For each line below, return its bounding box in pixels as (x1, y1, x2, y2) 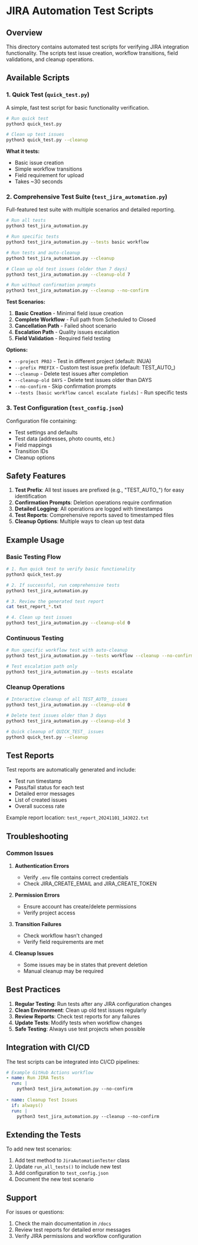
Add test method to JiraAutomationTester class (14, 1157, 130, 1164)
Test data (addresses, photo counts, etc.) (14, 435, 115, 442)
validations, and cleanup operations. (6, 56, 94, 63)
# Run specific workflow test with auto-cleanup (6, 648, 128, 653)
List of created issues (14, 796, 67, 803)
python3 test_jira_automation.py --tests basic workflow (6, 239, 149, 246)
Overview (6, 28, 43, 38)
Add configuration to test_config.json (14, 1169, 109, 1177)
